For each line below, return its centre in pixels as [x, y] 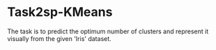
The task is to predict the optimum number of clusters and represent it [108, 31]
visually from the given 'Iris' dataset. [59, 38]
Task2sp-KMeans [60, 12]
